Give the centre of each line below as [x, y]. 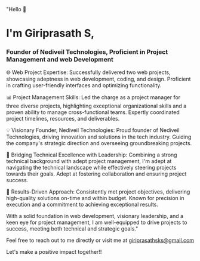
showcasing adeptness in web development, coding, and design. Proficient [99, 79]
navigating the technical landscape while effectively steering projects [91, 168]
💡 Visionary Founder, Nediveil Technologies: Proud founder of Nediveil [93, 130]
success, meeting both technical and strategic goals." [72, 229]
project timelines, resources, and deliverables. [63, 119]
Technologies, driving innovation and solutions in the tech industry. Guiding [99, 137]
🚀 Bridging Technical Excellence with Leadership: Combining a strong [92, 155]
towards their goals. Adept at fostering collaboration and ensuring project [96, 174]
